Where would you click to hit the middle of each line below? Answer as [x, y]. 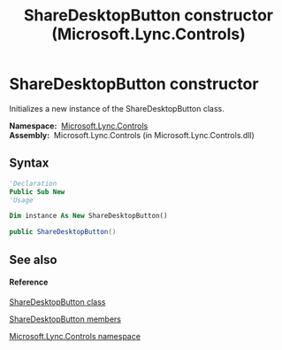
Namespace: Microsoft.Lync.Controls [79, 126]
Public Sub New [37, 191]
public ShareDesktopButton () [63, 232]
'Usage [21, 200]
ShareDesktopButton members [65, 319]
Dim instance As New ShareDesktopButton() [88, 216]
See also [33, 259]
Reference [29, 282]
